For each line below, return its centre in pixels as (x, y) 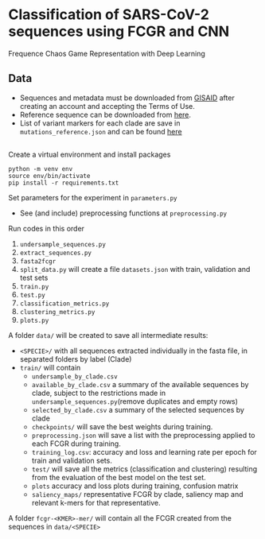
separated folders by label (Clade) (76, 359)
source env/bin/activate (49, 176)
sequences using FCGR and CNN (119, 31)
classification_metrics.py (64, 304)
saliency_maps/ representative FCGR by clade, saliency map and (138, 494)
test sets (34, 278)
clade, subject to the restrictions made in (98, 393)
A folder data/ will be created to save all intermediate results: (108, 335)
